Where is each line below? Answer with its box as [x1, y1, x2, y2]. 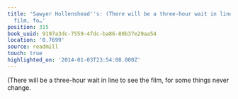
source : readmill [7, 43, 59, 50]
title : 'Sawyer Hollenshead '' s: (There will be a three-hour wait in [7, 10, 217, 18]
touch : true [7, 50, 42, 57]
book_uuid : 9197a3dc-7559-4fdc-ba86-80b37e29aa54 [7, 30, 157, 37]
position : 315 [7, 23, 50, 30]
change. [7, 83, 32, 92]
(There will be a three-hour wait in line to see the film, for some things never [7, 76, 229, 84]
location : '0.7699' [7, 37, 65, 44]
